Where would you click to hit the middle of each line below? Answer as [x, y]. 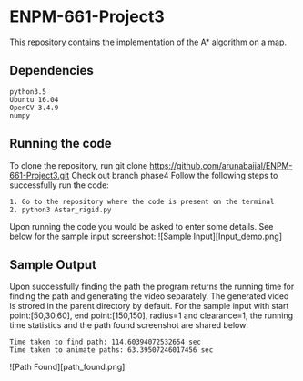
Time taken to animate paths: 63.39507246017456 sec [111, 350]
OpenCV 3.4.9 [34, 108]
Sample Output [53, 265]
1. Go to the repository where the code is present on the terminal [142, 201]
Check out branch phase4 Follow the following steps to [175, 175]
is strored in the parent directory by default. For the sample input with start [149, 306]
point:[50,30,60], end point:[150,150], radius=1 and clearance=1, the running [151, 315]
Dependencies [51, 71]
